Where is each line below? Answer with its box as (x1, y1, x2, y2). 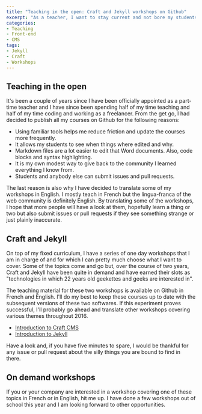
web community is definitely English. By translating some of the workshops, (6, 197, 194, 204)
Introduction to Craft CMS (14, 324, 79, 331)
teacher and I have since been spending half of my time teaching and (18, 103, 191, 111)
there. (6, 355, 21, 362)
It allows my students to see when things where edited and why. (14, 141, 174, 148)
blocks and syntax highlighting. (14, 154, 93, 161)
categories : (6, 20, 36, 26)
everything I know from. (14, 166, 75, 174)
